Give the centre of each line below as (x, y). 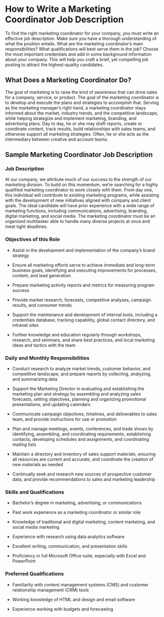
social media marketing (36, 527)
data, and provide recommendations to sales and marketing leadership (84, 479)
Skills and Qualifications (35, 492)
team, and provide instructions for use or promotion (64, 419)
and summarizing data (35, 379)
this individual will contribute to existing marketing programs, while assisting (82, 195)
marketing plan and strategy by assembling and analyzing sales (76, 394)
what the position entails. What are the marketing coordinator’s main (74, 43)
